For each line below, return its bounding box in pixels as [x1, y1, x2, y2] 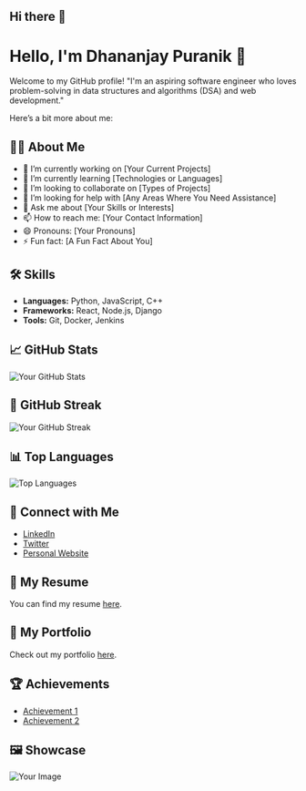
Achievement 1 [22, 705, 78, 716]
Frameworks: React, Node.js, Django [22, 304, 162, 315]
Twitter [22, 539, 50, 550]
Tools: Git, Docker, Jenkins [22, 314, 125, 325]
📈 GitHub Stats [9, 343, 98, 358]
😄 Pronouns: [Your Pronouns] [22, 225, 136, 237]
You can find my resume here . [9, 599, 123, 610]
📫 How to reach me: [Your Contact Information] [22, 212, 203, 223]
